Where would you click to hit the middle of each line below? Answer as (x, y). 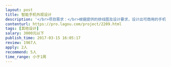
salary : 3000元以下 (25, 33)
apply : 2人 (17, 47)
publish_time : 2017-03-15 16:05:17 (43, 38)
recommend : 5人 (21, 52)
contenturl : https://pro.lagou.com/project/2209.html (64, 24)
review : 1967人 (21, 43)
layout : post (19, 10)
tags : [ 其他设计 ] (22, 29)
